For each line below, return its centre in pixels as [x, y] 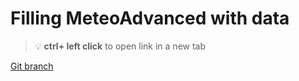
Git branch [32, 66]
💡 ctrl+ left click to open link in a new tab [120, 46]
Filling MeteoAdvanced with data [150, 18]
